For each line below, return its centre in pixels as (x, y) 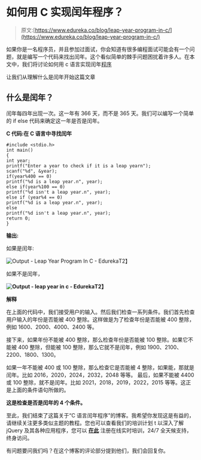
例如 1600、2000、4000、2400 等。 (52, 327)
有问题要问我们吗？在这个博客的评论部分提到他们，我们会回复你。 (87, 450)
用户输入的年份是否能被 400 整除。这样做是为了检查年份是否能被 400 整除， (100, 319)
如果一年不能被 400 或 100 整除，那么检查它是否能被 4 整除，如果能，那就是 (100, 367)
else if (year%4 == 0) (34, 197)
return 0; (19, 218)
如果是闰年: (20, 248)
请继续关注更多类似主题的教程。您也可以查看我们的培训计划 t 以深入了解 (95, 423)
